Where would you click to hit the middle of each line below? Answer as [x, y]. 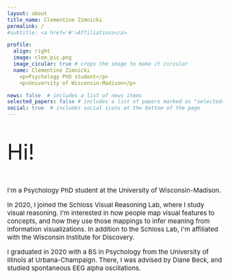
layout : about [27, 13]
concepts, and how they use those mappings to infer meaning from [108, 221]
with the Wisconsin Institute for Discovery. [71, 237]
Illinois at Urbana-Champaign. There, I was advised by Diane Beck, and [115, 260]
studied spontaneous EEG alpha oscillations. [74, 268]
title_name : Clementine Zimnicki [55, 20]
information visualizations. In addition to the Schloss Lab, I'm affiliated [113, 229]
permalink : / [26, 26]
